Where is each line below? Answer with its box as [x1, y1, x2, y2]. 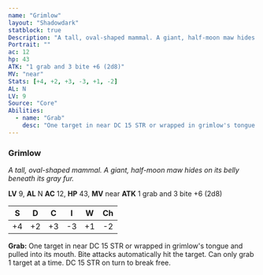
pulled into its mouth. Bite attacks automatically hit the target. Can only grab [8, 250, 254, 259]
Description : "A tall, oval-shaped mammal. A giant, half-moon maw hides [8, 33, 256, 42]
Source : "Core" [8, 99, 58, 107]
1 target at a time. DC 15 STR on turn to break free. [8, 258, 171, 268]
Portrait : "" [8, 41, 51, 49]
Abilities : [8, 107, 44, 115]
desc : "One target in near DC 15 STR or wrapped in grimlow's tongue [22, 121, 256, 129]
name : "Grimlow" [8, 11, 61, 20]
